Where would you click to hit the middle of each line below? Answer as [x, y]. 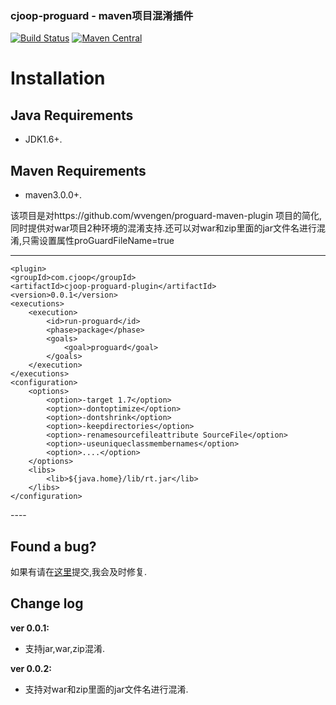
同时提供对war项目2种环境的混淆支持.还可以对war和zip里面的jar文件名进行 [163, 228]
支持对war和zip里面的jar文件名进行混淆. [106, 689]
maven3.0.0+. [53, 195]
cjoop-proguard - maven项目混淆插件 [102, 15]
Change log [47, 603]
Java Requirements [72, 115]
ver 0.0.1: [30, 628]
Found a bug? [53, 546]
